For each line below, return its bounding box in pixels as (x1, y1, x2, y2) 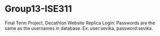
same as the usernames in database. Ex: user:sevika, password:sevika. (5, 25, 153, 31)
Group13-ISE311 (5, 3, 72, 15)
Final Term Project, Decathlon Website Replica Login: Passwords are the (5, 20, 155, 26)
